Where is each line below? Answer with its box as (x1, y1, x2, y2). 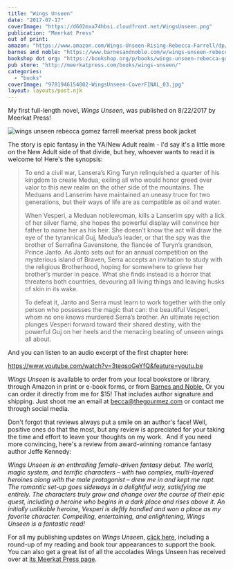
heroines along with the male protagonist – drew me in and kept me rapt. (8, 475, 216, 484)
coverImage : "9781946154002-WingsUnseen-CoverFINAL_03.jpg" (8, 81, 185, 88)
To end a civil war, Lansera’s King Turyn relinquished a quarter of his (24, 169, 220, 177)
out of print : (8, 36, 49, 43)
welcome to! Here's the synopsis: (8, 155, 103, 163)
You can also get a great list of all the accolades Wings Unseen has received (8, 548, 226, 556)
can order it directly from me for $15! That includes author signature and (8, 390, 214, 398)
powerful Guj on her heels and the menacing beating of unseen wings (24, 328, 224, 336)
